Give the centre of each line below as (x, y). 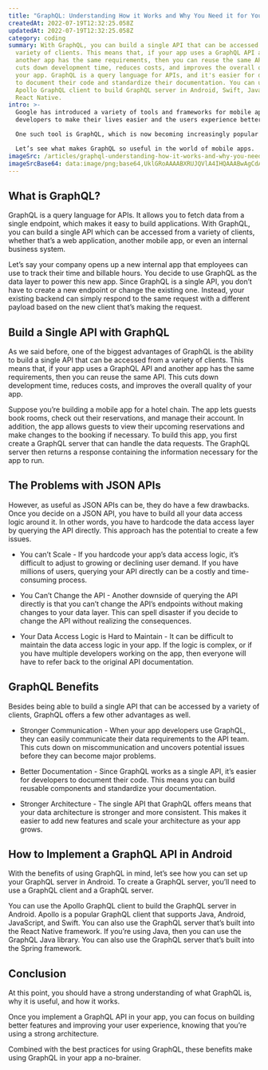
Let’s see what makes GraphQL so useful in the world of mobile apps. (135, 149)
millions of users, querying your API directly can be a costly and (124, 571)
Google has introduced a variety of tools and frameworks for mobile (133, 113)
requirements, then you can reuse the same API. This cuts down (114, 377)
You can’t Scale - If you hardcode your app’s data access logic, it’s (129, 554)
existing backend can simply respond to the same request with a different (129, 299)
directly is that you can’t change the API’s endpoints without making (131, 604)
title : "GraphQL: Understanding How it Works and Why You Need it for (128, 16)
